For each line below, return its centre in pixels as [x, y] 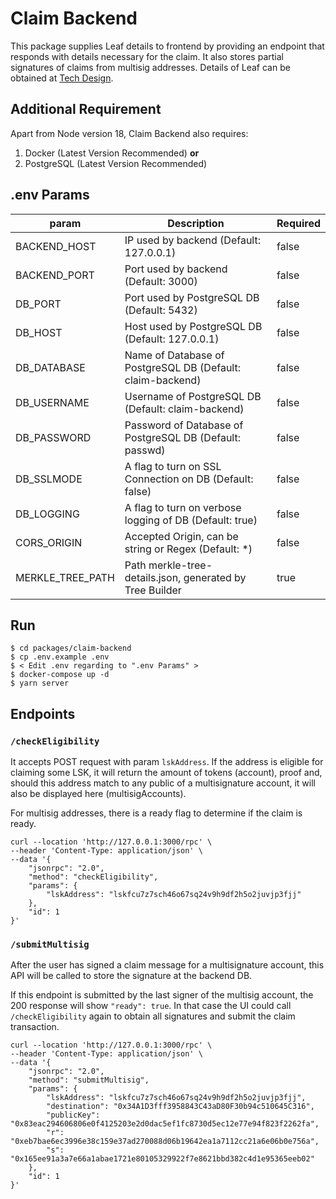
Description [196, 223]
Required [298, 223]
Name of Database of [174, 355]
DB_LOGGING [47, 514]
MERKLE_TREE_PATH [65, 577]
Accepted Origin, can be [181, 536]
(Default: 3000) [161, 281]
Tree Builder [153, 590]
